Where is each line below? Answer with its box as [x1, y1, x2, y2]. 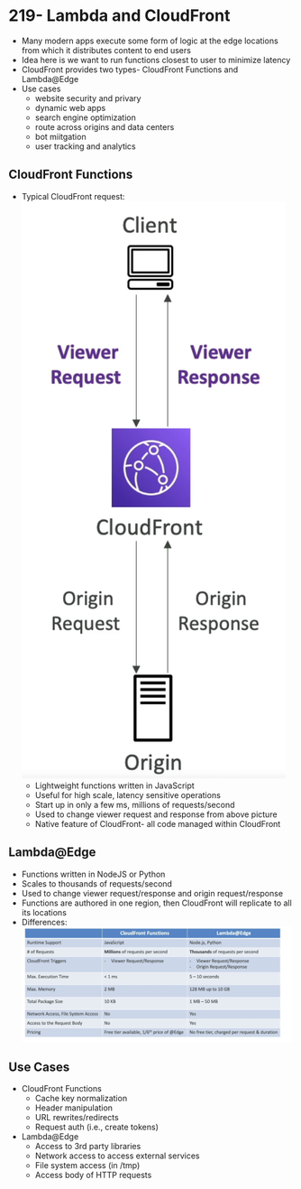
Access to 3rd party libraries [34, 1141, 141, 1152]
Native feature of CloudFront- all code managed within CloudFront [34, 818, 281, 829]
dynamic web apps [34, 102, 106, 113]
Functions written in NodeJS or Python [21, 869, 166, 879]
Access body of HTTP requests [34, 1170, 152, 1181]
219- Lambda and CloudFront [8, 5, 231, 26]
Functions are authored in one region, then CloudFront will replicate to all [21, 897, 292, 908]
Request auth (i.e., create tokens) [34, 1121, 159, 1133]
